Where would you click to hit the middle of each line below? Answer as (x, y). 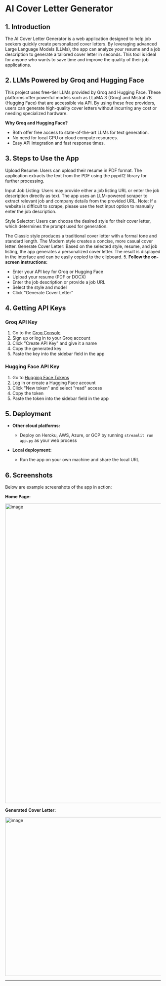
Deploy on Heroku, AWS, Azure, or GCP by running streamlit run (86, 435)
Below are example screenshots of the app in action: (59, 487)
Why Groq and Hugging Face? (37, 123)
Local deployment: (32, 450)
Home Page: (18, 497)
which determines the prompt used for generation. (56, 226)
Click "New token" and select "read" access (57, 388)
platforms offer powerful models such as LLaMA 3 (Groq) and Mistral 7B (79, 97)
